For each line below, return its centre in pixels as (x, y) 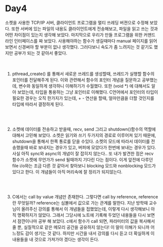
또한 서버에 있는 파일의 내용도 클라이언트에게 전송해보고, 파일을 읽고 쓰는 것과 (85, 28)
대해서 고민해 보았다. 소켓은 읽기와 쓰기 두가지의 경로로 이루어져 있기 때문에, (84, 135)
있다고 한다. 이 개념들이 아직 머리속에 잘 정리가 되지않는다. (67, 171)
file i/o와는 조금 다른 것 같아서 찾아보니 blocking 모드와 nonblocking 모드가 (84, 166)
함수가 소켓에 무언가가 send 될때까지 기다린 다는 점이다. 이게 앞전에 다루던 (82, 159)
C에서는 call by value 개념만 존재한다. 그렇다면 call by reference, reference (85, 197)
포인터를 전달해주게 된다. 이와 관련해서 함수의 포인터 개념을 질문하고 (76, 80)
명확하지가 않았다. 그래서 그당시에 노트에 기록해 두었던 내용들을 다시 (81, 215)
